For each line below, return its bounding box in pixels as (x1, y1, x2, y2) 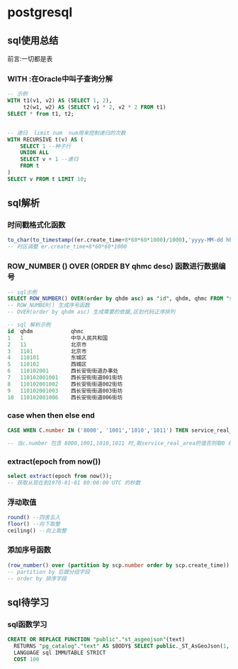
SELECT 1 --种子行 (20, 143, 72, 150)
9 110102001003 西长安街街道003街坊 (7, 387, 123, 394)
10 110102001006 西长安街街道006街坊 (7, 393, 123, 401)
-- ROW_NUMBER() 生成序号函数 (7, 302, 90, 309)
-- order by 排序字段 (7, 575, 67, 582)
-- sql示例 (7, 288, 38, 295)
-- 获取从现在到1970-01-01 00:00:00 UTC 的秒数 (7, 479, 141, 486)
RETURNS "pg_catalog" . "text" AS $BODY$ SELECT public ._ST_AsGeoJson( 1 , (13, 643, 230, 650)
